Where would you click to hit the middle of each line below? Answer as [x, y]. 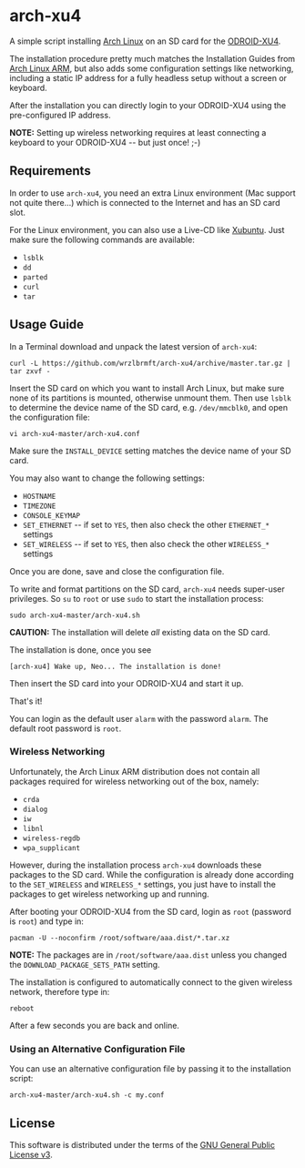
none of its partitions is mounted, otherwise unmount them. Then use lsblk [150, 398]
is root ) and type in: [47, 921]
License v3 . [31, 1154]
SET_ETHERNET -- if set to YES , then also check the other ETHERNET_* [146, 524]
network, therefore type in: [60, 991]
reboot [22, 1008]
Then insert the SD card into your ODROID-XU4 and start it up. [127, 683]
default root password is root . [66, 728]
